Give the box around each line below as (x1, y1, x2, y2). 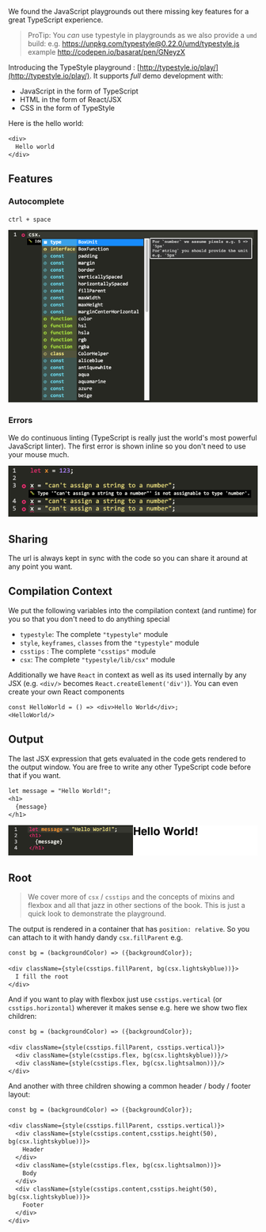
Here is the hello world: (8, 119, 85, 128)
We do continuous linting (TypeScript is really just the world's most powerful (8, 433, 257, 442)
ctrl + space (8, 216, 51, 223)
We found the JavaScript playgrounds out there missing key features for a (8, 7, 249, 16)
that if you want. (8, 770, 62, 780)
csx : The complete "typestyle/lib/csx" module (19, 654, 176, 664)
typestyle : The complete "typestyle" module (19, 629, 169, 639)
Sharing (8, 532, 48, 546)
